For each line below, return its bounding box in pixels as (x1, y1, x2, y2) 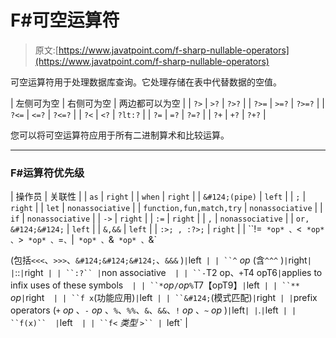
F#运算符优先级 (10, 166, 85, 180)
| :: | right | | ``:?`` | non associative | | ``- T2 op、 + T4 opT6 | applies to (10, 267, 323, 279)
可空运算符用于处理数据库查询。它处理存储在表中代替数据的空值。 (10, 76, 282, 88)
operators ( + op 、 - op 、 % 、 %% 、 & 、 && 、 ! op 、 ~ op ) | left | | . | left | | (10, 304, 297, 316)
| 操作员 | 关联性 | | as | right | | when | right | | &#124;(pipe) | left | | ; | (10, 191, 307, 203)
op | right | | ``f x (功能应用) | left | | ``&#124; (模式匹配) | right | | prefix (10, 292, 318, 304)
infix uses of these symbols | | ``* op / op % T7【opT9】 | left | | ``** (10, 279, 300, 291)
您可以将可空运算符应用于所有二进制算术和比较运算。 (10, 129, 230, 141)
